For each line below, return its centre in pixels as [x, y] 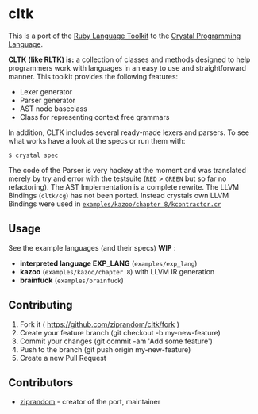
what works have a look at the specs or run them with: [97, 140]
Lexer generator [46, 91]
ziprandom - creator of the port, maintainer [90, 402]
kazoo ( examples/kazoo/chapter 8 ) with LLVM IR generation [117, 271]
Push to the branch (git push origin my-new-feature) [105, 349]
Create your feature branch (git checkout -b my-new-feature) [120, 332]
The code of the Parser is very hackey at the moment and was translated [127, 170]
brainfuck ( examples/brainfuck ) [72, 280]
